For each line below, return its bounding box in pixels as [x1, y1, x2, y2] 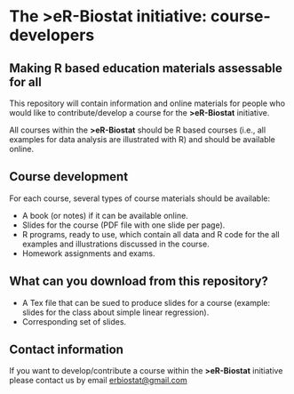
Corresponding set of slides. [21, 316, 127, 326]
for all [9, 74, 42, 90]
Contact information [9, 342, 124, 358]
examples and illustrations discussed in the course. [21, 238, 211, 249]
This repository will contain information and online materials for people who [9, 98, 286, 109]
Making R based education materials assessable [9, 60, 282, 76]
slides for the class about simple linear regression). [21, 307, 210, 318]
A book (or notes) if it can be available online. [21, 210, 188, 221]
